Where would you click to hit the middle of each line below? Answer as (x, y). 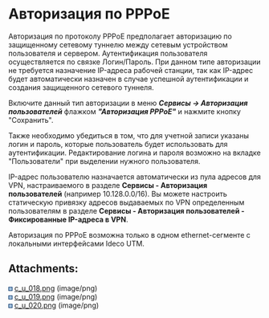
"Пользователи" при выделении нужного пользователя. (104, 161)
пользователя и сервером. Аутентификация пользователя (108, 53)
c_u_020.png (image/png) (57, 305)
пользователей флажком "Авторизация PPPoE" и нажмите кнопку (124, 111)
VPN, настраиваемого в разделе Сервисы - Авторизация (108, 185)
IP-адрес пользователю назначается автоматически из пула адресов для (134, 177)
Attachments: (43, 269)
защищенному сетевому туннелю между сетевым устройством (118, 44)
